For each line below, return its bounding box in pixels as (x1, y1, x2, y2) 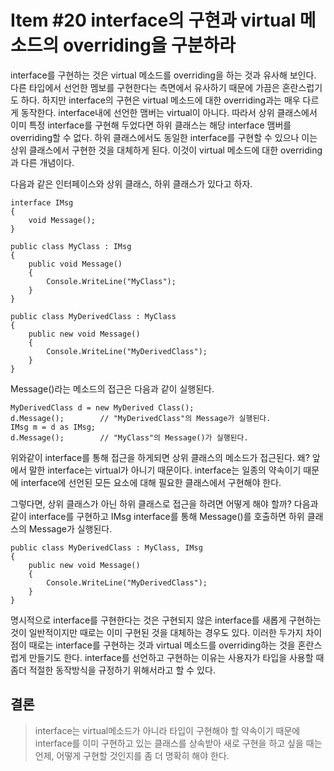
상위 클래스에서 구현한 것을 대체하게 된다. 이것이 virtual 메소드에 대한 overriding (10, 144, 323, 156)
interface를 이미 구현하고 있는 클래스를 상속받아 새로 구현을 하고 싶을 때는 (34, 737, 323, 749)
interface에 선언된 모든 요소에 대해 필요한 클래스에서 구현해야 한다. (20, 476, 282, 488)
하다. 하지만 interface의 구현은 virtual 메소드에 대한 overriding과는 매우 (20, 94, 301, 106)
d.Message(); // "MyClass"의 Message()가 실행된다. (10, 432, 249, 443)
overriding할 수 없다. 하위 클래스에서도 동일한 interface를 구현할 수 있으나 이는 (10, 131, 318, 143)
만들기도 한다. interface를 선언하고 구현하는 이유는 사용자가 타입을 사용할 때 (28, 651, 325, 663)
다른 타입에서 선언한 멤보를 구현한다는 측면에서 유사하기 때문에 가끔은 (10, 81, 280, 93)
